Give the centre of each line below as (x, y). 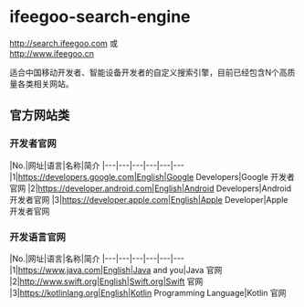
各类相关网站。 (45, 83)
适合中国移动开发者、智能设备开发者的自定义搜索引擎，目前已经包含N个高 (148, 72)
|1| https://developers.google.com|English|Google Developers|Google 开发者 (152, 176)
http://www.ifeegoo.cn (52, 53)
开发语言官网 (38, 237)
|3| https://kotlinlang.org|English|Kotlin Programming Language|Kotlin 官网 (148, 292)
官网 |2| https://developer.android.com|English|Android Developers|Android (151, 188)
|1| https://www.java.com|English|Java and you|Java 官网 (116, 270)
